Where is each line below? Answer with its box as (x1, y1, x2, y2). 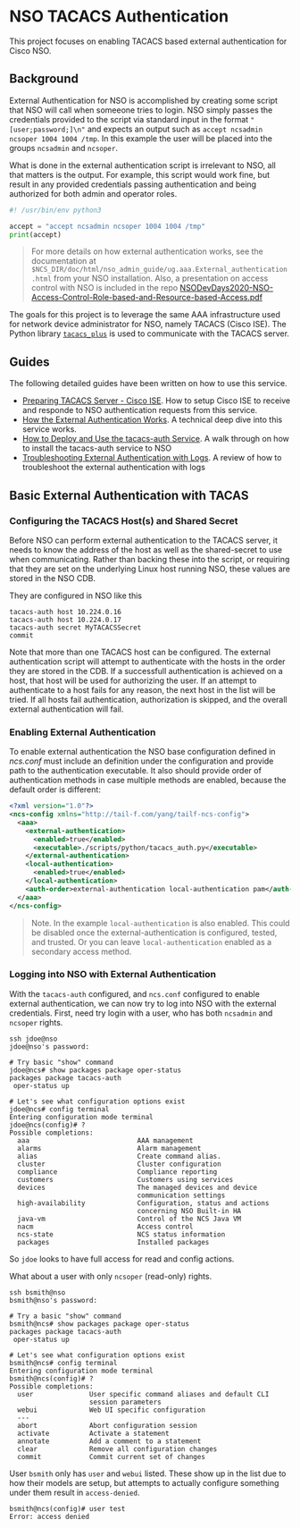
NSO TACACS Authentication (9, 6, 229, 27)
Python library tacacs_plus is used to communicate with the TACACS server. (9, 328, 290, 339)
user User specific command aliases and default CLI (17, 1389, 270, 1398)
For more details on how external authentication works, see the (30, 246, 263, 257)
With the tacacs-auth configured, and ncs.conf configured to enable (9, 988, 261, 999)
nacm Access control (17, 1222, 194, 1231)
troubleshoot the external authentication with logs (21, 462, 205, 473)
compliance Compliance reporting (17, 1167, 218, 1177)
